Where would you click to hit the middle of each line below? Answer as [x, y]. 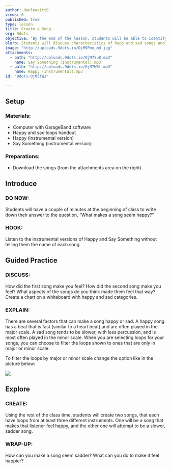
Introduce [21, 184]
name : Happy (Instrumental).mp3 [49, 72]
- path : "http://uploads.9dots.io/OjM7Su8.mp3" [61, 57]
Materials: [18, 116]
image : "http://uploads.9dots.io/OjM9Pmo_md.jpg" [59, 48]
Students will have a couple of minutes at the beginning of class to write [81, 209]
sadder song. [19, 431]
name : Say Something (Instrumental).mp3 [58, 62]
